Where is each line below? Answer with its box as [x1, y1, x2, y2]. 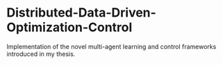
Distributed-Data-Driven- [6, 5, 157, 21]
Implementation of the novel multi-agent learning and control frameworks [6, 42, 217, 50]
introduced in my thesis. [6, 50, 76, 58]
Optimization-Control [6, 19, 133, 35]
